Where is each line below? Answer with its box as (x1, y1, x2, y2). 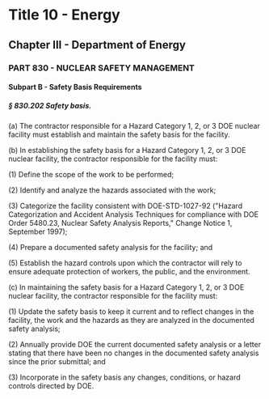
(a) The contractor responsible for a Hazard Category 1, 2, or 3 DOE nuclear (8, 121, 260, 131)
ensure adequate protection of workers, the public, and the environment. (8, 267, 250, 277)
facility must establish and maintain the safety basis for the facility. (8, 129, 230, 139)
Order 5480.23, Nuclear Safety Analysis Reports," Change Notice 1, (8, 219, 233, 228)
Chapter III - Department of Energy (8, 38, 186, 52)
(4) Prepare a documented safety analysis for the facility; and (8, 243, 213, 253)
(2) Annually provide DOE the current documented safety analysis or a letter (8, 340, 261, 350)
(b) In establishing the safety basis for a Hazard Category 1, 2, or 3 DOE (8, 146, 246, 155)
